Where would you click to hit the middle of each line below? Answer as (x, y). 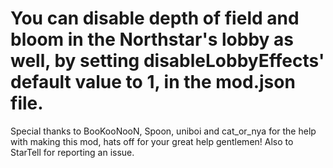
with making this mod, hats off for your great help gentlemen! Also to (152, 141)
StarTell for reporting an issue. (72, 152)
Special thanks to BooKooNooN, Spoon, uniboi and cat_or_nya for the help (163, 131)
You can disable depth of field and (155, 18)
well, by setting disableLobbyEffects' (167, 61)
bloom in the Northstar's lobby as (152, 39)
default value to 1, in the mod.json (153, 82)
